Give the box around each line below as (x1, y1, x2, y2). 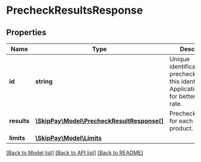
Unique (169, 55, 190, 63)
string (35, 77, 53, 85)
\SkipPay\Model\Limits (35, 134, 102, 142)
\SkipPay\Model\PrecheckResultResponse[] (35, 117, 164, 125)
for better (169, 92, 196, 100)
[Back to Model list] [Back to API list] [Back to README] (6, 149, 144, 156)
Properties (6, 27, 47, 38)
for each (169, 117, 193, 125)
